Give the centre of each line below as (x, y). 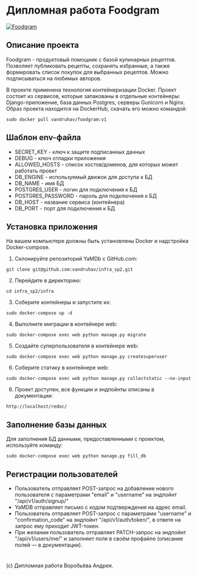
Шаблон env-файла (44, 137)
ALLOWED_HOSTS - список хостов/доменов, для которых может (96, 164)
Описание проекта (42, 45)
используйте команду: (35, 445)
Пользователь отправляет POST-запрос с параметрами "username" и (103, 514)
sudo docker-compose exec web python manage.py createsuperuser (87, 357)
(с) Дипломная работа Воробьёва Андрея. (60, 566)
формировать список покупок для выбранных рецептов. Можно (87, 72)
